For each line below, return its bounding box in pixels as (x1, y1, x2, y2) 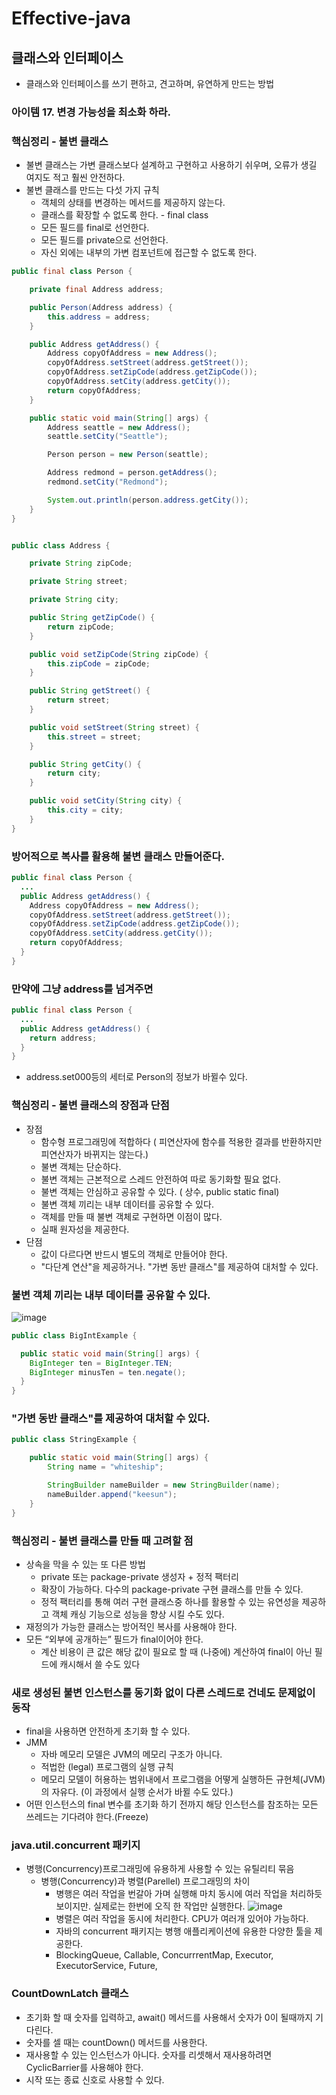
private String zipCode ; (29, 558, 133, 569)
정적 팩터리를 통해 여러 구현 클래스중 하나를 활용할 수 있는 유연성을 (40, 1595, 300, 1607)
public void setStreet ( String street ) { (29, 722, 200, 732)
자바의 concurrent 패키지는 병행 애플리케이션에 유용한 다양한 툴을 (55, 1925, 313, 1937)
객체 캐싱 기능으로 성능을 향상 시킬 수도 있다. (51, 1608, 225, 1620)
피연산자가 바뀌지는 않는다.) (40, 1148, 149, 1160)
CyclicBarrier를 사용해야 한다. (25, 2061, 144, 2073)
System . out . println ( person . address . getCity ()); (47, 495, 249, 505)
